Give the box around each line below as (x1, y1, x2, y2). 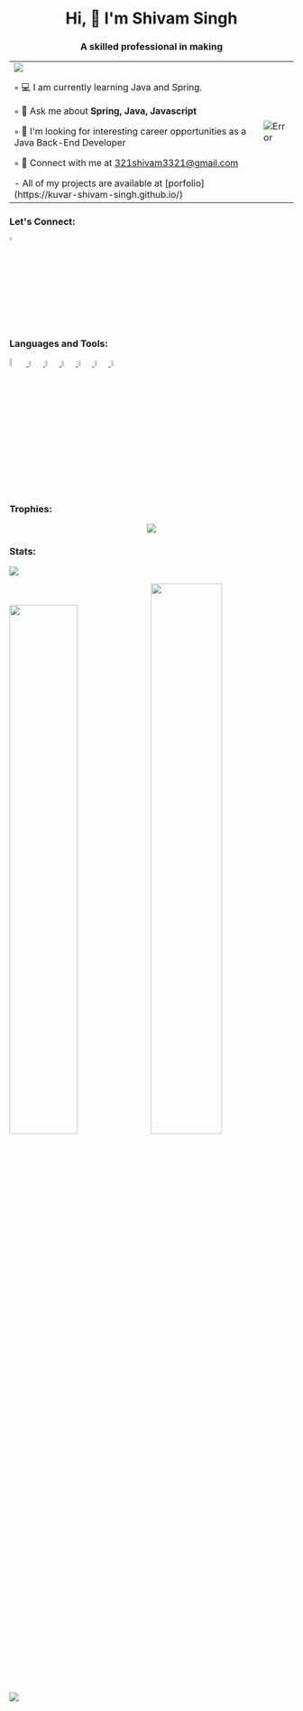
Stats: (9, 546, 36, 558)
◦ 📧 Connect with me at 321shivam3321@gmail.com (14, 157, 239, 170)
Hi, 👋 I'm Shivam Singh (65, 8, 238, 29)
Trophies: (9, 503, 52, 515)
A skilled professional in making (79, 41, 224, 53)
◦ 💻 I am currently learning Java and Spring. (14, 81, 203, 94)
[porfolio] (164, 177, 206, 190)
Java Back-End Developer (14, 136, 126, 149)
